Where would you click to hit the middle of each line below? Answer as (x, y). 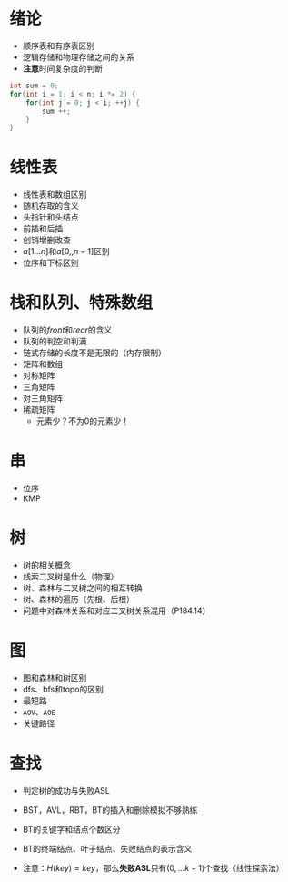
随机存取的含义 (50, 206)
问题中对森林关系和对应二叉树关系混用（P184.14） (116, 610)
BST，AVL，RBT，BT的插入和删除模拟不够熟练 (110, 810)
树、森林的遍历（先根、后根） (78, 599)
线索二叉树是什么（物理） (70, 576)
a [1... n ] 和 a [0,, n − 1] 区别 (66, 251)
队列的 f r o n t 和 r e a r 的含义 (67, 330)
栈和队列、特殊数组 (81, 303)
